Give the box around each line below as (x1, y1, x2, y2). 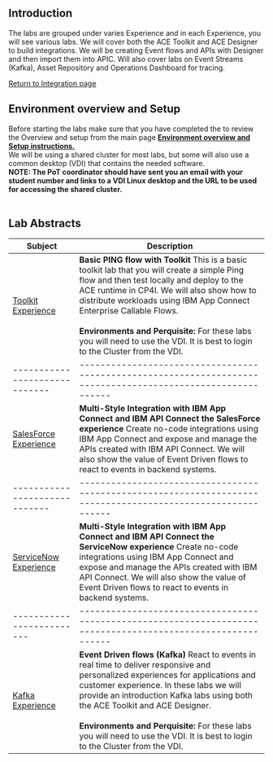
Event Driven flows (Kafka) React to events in (79, 649, 257, 660)
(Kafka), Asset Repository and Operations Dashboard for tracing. (8, 63, 225, 72)
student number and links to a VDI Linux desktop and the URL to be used (8, 175, 258, 186)
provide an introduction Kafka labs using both (79, 690, 253, 701)
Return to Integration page (8, 78, 97, 88)
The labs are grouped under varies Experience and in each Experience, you (8, 28, 262, 37)
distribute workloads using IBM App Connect (79, 295, 250, 306)
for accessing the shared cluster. (8, 184, 123, 194)
